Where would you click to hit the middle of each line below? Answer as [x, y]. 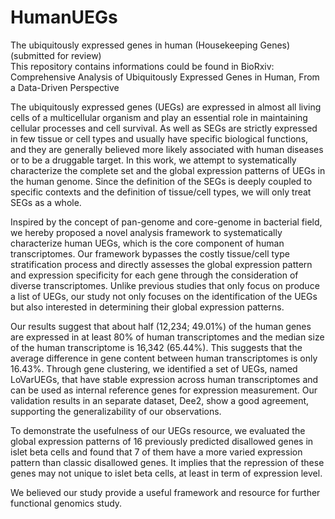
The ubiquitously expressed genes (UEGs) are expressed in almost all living [166, 107]
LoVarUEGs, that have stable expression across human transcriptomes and [164, 379]
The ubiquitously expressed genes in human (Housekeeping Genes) [150, 45]
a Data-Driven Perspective [65, 87]
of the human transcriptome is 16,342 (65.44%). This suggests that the [156, 347]
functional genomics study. [66, 503]
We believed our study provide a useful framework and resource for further [165, 492]
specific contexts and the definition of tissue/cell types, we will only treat [161, 192]
